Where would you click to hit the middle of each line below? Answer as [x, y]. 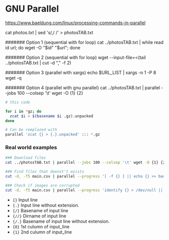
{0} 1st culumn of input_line [41, 226]
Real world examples [31, 148]
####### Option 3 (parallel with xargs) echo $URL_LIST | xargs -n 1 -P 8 [81, 72]
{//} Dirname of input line [39, 216]
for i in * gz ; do [23, 111]
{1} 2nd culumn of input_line [42, 232]
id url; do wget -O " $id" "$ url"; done [43, 47]
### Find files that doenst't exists [45, 172]
